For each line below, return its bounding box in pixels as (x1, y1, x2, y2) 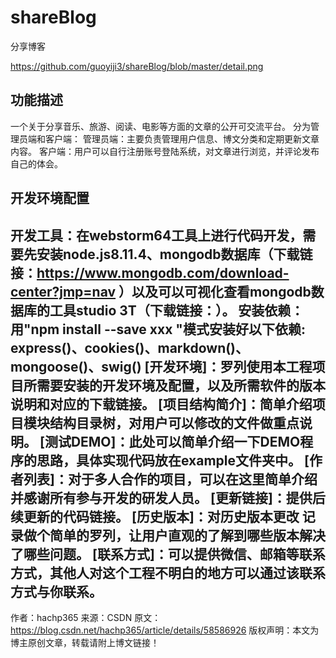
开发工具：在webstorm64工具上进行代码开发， (10, 227, 303, 244)
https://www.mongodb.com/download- (36, 264, 290, 281)
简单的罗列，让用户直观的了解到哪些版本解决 (49, 527, 326, 544)
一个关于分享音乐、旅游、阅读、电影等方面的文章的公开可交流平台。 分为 (10, 120, 311, 132)
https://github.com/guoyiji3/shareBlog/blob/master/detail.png (10, 60, 264, 72)
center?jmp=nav (10, 283, 117, 300)
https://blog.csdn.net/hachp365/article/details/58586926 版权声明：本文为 (10, 624, 320, 636)
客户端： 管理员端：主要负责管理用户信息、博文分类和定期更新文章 (44, 132, 320, 145)
